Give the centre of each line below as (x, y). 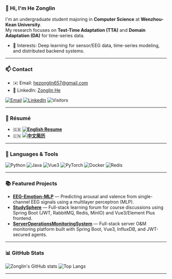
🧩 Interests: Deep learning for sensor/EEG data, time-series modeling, (86, 46)
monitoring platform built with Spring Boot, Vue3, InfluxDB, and (79, 229)
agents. (39, 234)
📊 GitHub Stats (25, 253)
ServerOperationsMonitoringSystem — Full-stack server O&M (80, 224)
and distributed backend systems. (48, 51)
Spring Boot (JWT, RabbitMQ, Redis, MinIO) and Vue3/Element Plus (84, 213)
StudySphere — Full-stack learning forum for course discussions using (88, 207)
